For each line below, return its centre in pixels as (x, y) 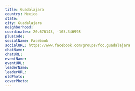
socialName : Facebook (27, 41)
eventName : (16, 59)
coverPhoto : (17, 81)
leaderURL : (16, 72)
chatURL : (14, 54)
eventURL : (15, 63)
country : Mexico (21, 14)
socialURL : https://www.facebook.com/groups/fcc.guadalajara (68, 45)
